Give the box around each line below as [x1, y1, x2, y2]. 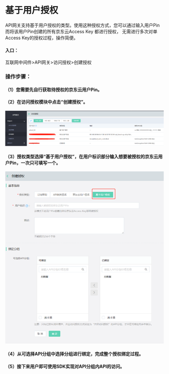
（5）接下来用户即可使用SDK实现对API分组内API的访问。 [5, 363, 125, 369]
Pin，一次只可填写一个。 [9, 159, 61, 166]
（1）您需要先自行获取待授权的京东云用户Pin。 [5, 86, 102, 92]
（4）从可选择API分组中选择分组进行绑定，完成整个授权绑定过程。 [5, 351, 143, 357]
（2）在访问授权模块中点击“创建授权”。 [5, 99, 88, 105]
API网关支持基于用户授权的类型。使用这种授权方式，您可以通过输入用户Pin [5, 22, 160, 28]
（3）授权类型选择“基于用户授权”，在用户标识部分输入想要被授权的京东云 [5, 153, 158, 159]
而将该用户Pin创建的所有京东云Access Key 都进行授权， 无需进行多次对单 [5, 28, 157, 34]
